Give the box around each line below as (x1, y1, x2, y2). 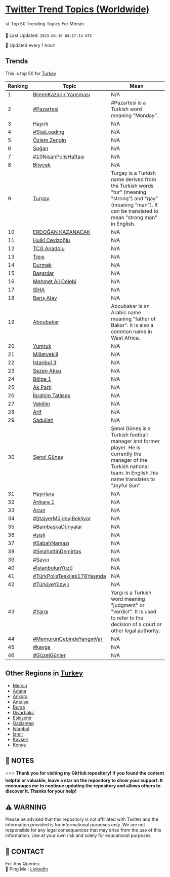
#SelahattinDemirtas (32, 547, 81, 555)
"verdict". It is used (111, 608, 157, 615)
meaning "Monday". (111, 112, 158, 119)
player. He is (111, 444, 141, 451)
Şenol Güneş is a (111, 425, 151, 432)
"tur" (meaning (111, 189, 147, 196)
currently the (111, 450, 142, 457)
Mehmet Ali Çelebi (32, 278, 77, 285)
